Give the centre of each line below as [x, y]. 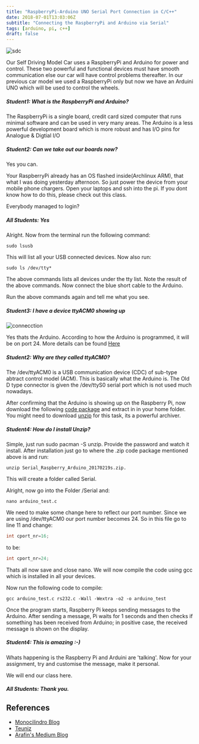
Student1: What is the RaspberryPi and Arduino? [68, 101]
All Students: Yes [28, 220]
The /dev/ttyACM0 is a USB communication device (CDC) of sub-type [92, 372]
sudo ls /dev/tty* [29, 268]
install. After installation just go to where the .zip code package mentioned [97, 450]
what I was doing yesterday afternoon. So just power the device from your [97, 182]
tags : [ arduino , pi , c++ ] [38, 28]
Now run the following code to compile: [55, 588]
